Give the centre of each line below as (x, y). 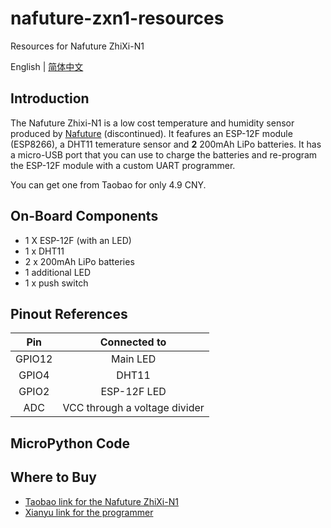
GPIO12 (34, 359)
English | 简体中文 (47, 66)
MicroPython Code (70, 443)
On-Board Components (84, 216)
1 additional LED (58, 272)
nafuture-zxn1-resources (117, 18)
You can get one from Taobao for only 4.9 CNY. (108, 184)
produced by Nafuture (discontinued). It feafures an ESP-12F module (151, 133)
